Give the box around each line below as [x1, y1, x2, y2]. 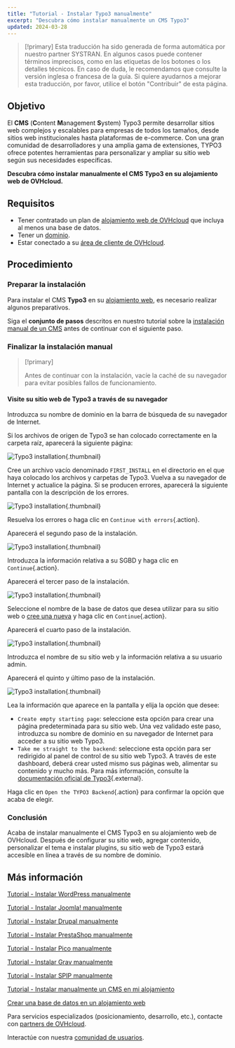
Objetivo [7, 100, 46, 112]
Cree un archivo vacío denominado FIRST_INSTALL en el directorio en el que [7, 466, 224, 474]
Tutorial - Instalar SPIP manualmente [7, 972, 113, 980]
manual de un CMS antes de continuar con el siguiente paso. [7, 324, 184, 332]
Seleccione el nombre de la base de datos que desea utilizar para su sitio [7, 605, 219, 613]
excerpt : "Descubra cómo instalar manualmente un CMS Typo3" [7, 17, 190, 24]
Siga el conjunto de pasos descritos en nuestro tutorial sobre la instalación [7, 316, 224, 325]
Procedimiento [7, 259, 74, 271]
